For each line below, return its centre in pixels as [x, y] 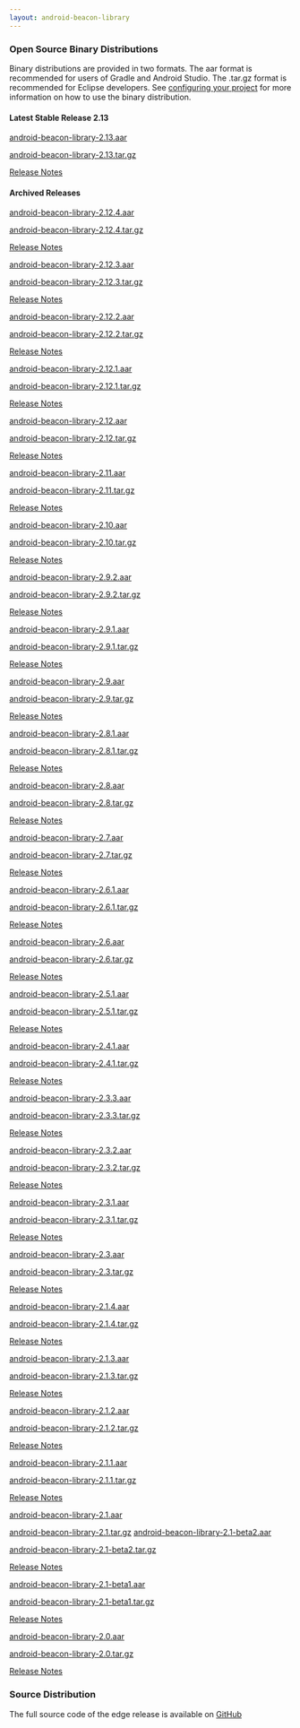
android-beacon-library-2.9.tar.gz [72, 699]
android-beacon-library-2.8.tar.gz [72, 803]
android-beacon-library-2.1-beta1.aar [77, 1585]
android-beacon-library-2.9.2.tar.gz [75, 595]
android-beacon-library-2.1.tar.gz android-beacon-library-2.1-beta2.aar [140, 1533]
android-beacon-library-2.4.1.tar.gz [74, 1064]
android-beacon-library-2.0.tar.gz [72, 1654]
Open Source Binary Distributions [84, 48]
